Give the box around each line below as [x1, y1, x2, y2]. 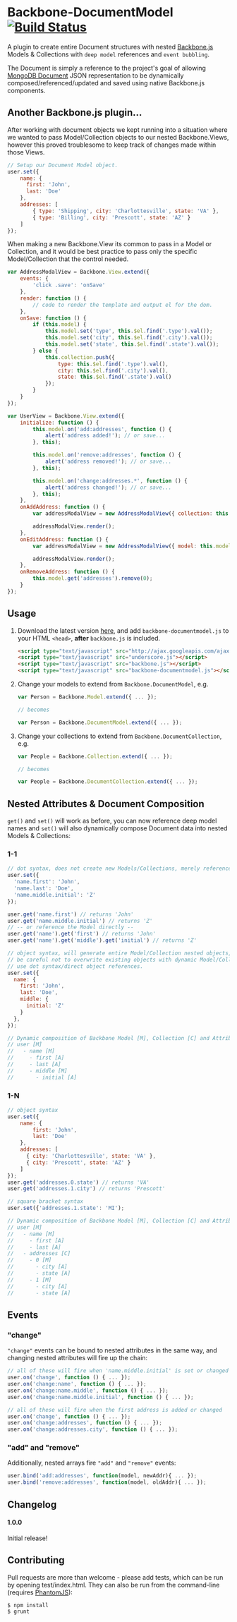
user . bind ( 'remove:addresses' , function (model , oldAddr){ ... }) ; [7, 1479, 207, 1486]
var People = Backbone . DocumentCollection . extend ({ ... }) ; [17, 778, 198, 785]
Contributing [7, 1554, 65, 1566]
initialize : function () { [20, 419, 99, 426]
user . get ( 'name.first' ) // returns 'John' [7, 911, 134, 918]
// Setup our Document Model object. [7, 162, 119, 169]
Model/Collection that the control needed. [7, 255, 129, 263]
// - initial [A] [7, 1074, 78, 1081]
